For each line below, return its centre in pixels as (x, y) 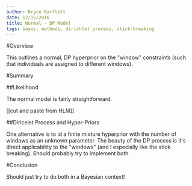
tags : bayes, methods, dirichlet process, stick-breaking (80, 29)
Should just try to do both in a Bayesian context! (66, 177)
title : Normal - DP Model (39, 23)
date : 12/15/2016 (28, 18)
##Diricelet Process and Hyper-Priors (53, 123)
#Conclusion (22, 165)
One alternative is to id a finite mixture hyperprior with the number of (91, 134)
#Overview (20, 46)
